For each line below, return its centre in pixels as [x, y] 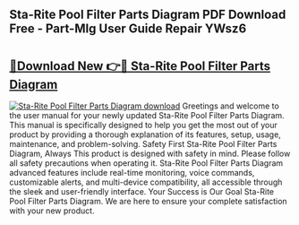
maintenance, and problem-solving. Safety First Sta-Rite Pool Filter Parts [143, 144]
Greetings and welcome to [231, 106]
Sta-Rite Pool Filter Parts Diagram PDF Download [148, 15]
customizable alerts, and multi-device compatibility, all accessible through [146, 182]
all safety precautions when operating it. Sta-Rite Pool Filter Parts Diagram [146, 163]
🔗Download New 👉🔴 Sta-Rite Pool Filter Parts [140, 66]
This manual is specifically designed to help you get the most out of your [143, 125]
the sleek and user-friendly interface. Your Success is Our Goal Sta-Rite [142, 191]
